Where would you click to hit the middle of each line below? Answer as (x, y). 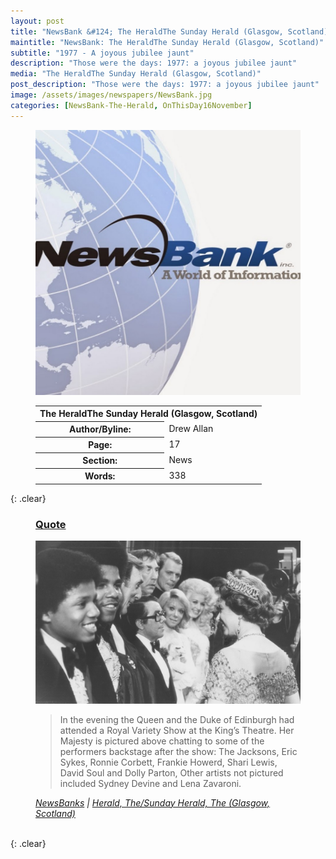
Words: (100, 476)
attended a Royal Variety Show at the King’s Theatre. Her (177, 730)
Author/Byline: (100, 429)
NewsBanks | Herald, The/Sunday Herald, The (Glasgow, (153, 802)
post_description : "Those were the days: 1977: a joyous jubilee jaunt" (165, 85)
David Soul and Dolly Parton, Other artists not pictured (171, 772)
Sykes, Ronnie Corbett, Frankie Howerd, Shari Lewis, (168, 762)
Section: (100, 461)
